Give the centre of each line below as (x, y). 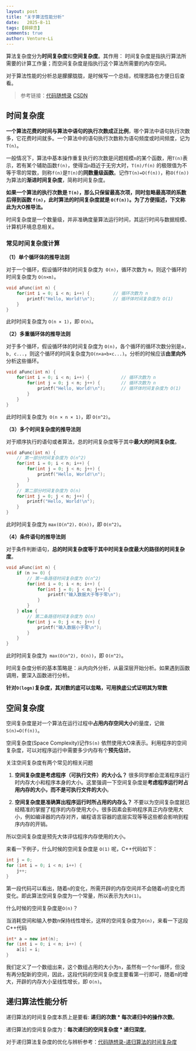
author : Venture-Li (30, 39)
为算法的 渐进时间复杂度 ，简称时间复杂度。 (57, 180)
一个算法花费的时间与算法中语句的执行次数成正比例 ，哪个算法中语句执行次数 (98, 131)
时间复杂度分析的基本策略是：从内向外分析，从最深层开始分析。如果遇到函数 (98, 668)
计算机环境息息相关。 (32, 226)
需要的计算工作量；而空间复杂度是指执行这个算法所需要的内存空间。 (88, 63)
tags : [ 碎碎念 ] (23, 28)
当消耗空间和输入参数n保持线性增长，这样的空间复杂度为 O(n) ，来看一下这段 (97, 920)
